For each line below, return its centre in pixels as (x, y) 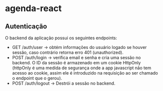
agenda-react (33, 8)
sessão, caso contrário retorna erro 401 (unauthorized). (68, 52)
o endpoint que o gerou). (37, 78)
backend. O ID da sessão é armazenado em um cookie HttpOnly (76, 63)
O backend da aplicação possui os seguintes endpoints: (61, 38)
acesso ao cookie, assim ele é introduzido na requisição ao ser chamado (85, 73)
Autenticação (26, 26)
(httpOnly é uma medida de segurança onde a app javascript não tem (82, 68)
